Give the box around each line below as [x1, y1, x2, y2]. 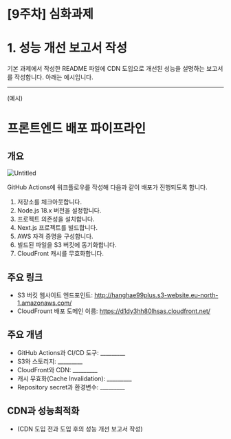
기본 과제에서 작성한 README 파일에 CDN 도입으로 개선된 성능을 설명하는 [7, 65, 205, 73]
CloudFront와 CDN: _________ [16, 365, 98, 374]
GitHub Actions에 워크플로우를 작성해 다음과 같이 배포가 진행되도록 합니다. [7, 183, 208, 191]
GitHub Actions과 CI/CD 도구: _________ [16, 348, 126, 356]
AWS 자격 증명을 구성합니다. [16, 232, 94, 241]
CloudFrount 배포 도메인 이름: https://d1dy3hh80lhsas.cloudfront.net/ [16, 307, 211, 315]
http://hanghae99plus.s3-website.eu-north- [93, 290, 219, 299]
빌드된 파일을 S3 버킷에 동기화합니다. [16, 241, 117, 249]
